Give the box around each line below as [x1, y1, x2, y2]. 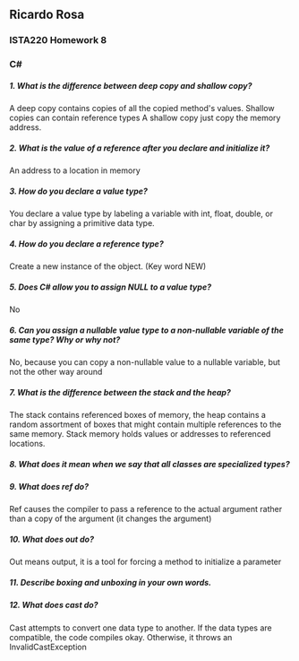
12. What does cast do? [9, 600, 98, 611]
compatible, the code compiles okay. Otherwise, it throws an [9, 631, 233, 642]
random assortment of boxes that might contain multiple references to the [9, 419, 282, 430]
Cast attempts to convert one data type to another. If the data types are [9, 622, 272, 633]
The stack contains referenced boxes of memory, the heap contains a [9, 410, 267, 421]
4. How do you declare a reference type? [9, 238, 164, 249]
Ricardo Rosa [9, 7, 85, 22]
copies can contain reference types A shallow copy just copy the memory [9, 112, 281, 124]
